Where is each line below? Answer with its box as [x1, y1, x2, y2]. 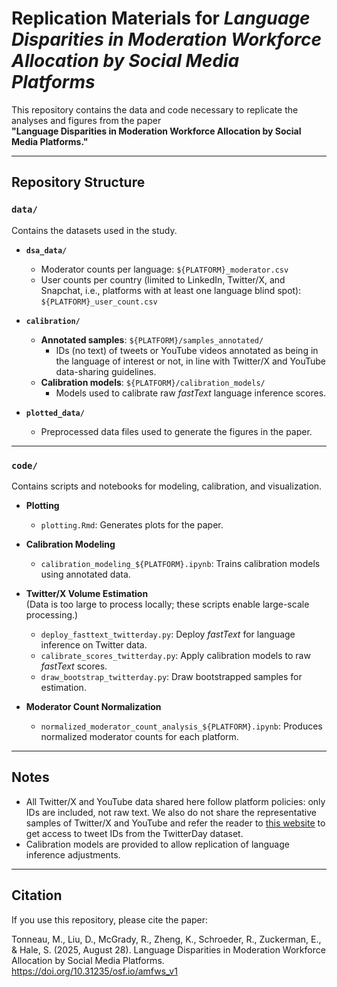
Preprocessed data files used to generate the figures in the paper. [40, 425, 313, 437]
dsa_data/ [25, 245, 68, 256]
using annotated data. [40, 568, 131, 580]
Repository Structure [11, 174, 146, 191]
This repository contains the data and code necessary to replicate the [11, 103, 299, 116]
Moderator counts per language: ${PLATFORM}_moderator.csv [40, 263, 289, 275]
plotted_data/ [25, 408, 85, 418]
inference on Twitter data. [40, 638, 148, 651]
